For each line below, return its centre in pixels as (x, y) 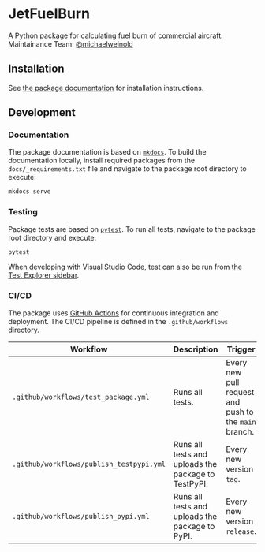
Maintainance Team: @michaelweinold (71, 43)
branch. (240, 431)
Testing (23, 212)
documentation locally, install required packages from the (102, 160)
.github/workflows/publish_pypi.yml (81, 516)
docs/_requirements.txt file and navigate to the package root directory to (127, 169)
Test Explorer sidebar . (44, 275)
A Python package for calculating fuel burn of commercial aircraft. (116, 35)
